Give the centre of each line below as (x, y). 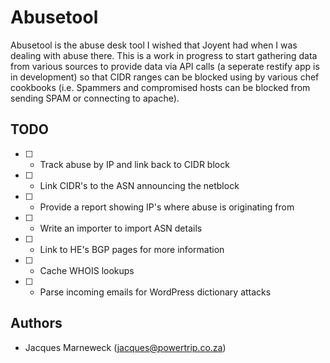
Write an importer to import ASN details (121, 228)
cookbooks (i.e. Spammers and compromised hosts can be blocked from (160, 87)
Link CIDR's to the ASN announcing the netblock (139, 185)
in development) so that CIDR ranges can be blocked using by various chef (165, 77)
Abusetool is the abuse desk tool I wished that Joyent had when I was (154, 45)
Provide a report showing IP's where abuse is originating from (167, 207)
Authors (36, 323)
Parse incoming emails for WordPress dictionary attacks (155, 292)
